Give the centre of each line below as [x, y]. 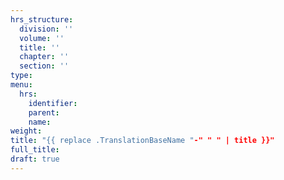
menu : [21, 85]
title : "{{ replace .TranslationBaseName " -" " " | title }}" [142, 141]
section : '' [44, 66]
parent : [44, 112]
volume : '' [42, 38]
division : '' [46, 29]
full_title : [35, 150]
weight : [26, 131]
